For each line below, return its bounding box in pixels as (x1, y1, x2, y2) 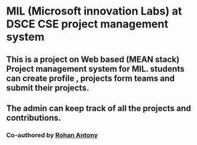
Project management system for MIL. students (6, 64, 185, 74)
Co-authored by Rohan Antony (6, 130, 98, 139)
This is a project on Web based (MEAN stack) (6, 54, 180, 64)
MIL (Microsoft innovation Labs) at (6, 4, 182, 18)
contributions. (6, 112, 62, 123)
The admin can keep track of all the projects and (6, 103, 192, 113)
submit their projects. (6, 83, 89, 93)
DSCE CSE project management (6, 17, 169, 31)
